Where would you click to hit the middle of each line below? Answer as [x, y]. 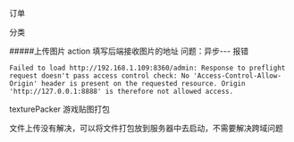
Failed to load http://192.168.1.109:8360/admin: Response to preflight [147, 68]
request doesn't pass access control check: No [100, 76]
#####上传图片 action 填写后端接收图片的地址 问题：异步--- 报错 [129, 51]
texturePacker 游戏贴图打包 [59, 109]
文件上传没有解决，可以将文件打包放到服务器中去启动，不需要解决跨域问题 [146, 128]
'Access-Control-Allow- [237, 76]
